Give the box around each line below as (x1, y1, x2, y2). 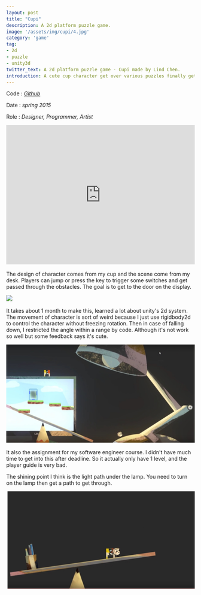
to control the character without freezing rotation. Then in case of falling (6, 320, 184, 327)
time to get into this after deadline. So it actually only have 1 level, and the (6, 455, 187, 463)
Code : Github (6, 90, 41, 97)
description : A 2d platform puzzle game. (6, 22, 111, 28)
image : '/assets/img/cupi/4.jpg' (6, 29, 90, 35)
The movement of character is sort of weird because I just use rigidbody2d (6, 313, 191, 321)
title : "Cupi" (6, 16, 42, 22)
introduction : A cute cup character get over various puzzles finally (6, 73, 186, 79)
